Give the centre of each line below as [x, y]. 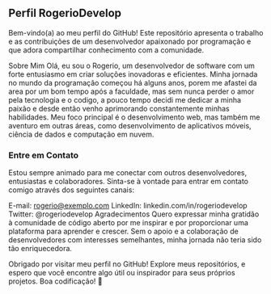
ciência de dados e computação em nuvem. [81, 134]
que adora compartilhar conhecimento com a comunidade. [106, 50]
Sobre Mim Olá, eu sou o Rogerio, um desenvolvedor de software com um [131, 65]
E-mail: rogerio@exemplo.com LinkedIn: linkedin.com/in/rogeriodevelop [128, 206]
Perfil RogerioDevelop [65, 13]
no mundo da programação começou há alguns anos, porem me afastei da [133, 82]
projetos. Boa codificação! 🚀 [55, 281]
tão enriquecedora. [40, 249]
